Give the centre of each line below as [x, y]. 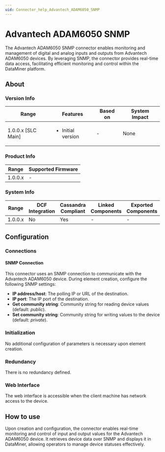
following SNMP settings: [31, 284]
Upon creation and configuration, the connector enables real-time [72, 429]
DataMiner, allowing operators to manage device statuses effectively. [75, 444]
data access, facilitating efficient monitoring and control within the [72, 63]
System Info [20, 192]
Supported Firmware [54, 169]
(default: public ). [29, 309]
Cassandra [73, 205]
